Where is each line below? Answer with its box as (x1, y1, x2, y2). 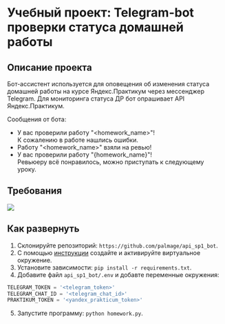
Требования (7, 185, 62, 197)
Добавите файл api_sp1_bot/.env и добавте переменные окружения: (17, 270, 219, 279)
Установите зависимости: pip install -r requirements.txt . (17, 263, 192, 272)
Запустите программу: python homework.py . (17, 309, 143, 318)
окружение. (17, 256, 52, 264)
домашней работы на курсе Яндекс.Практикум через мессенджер (7, 88, 205, 95)
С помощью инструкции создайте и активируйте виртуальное (17, 248, 201, 256)
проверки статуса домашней (7, 19, 184, 35)
